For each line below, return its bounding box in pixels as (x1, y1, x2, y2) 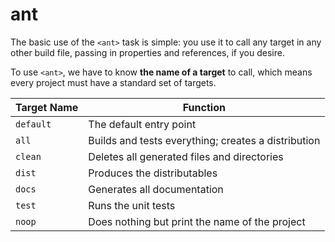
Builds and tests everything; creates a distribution (88, 133, 321, 147)
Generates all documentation (88, 182, 224, 196)
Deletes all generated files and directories (88, 149, 284, 163)
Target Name (15, 100, 79, 114)
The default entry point (88, 117, 197, 131)
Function (182, 100, 226, 114)
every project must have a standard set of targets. (10, 76, 217, 88)
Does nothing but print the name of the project (88, 214, 306, 228)
